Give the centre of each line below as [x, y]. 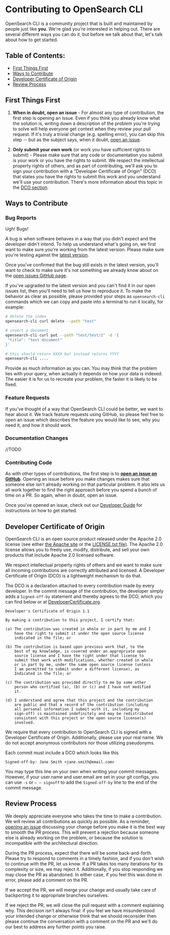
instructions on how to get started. [41, 511]
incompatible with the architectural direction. [52, 843]
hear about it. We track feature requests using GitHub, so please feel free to [84, 414]
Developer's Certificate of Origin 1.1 [47, 611]
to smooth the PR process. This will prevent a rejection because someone [82, 832]
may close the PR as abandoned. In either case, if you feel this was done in [84, 874]
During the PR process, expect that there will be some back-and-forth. [79, 853]
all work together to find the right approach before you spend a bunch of [81, 490]
